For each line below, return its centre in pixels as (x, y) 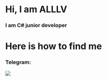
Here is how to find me (53, 46)
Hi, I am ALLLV (36, 9)
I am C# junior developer (36, 25)
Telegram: (18, 62)
